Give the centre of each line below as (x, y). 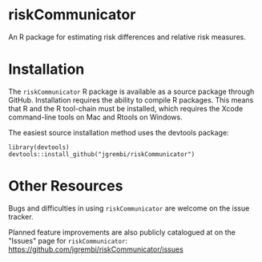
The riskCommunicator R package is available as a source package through (131, 91)
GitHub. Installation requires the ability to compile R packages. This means (131, 100)
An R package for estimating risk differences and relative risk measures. (127, 37)
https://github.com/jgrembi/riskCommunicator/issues (96, 249)
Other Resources (66, 186)
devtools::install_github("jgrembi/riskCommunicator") (102, 154)
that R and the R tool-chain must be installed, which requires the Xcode (126, 108)
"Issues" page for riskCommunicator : (68, 240)
